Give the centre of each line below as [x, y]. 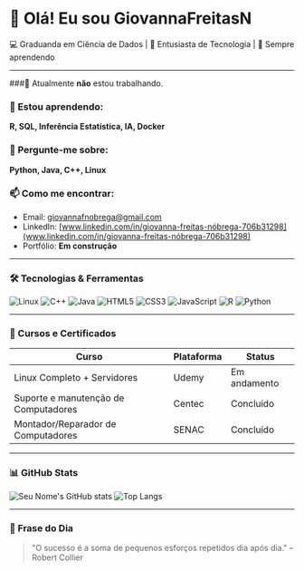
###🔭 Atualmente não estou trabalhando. [86, 83]
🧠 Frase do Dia [42, 527]
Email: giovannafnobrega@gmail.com [92, 217]
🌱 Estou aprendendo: [57, 106]
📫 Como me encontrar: [62, 194]
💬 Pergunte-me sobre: [59, 150]
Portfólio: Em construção [70, 246]
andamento [255, 383]
